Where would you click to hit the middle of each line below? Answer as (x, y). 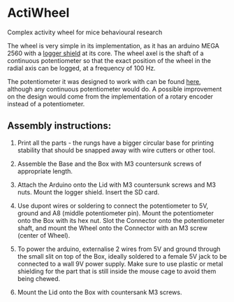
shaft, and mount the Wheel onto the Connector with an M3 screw (112, 228)
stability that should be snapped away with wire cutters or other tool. (116, 150)
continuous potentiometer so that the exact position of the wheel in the (109, 60)
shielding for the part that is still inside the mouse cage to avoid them (117, 271)
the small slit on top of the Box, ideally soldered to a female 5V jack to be (122, 256)
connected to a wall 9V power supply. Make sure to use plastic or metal (120, 264)
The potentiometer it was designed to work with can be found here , (104, 81)
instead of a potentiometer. (46, 103)
